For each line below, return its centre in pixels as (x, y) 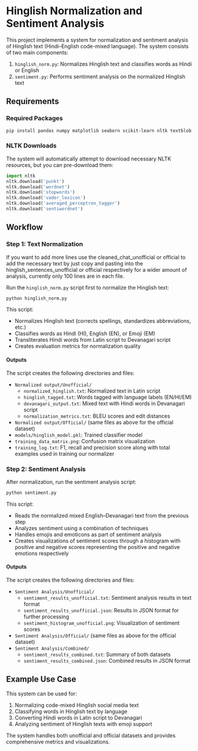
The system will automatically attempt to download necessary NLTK (89, 159)
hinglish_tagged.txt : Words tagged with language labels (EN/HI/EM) (108, 397)
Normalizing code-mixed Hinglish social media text (77, 705)
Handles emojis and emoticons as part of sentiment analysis (88, 534)
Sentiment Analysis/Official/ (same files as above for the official (95, 636)
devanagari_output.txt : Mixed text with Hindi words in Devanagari (104, 403)
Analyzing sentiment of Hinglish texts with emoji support (83, 724)
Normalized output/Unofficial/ (53, 385)
